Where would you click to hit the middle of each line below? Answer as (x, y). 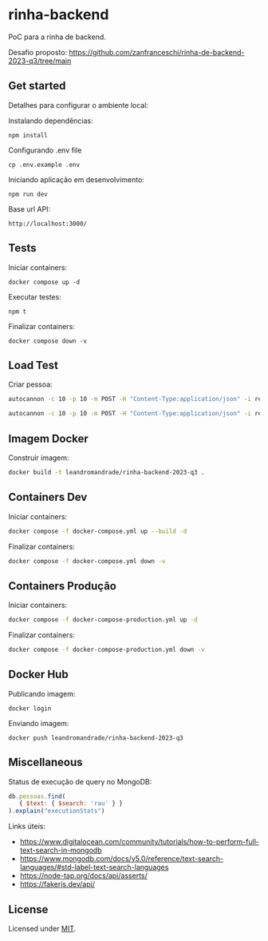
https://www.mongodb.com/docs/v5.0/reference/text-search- (122, 859)
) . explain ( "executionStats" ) (57, 811)
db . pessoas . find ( (37, 796)
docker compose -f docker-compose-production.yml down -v (106, 650)
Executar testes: (35, 296)
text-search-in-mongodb (61, 850)
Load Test (33, 365)
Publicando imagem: (42, 693)
